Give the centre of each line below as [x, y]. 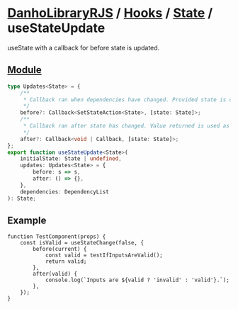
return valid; [66, 262]
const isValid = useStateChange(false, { [82, 243]
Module [24, 70]
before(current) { [60, 249]
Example [27, 220]
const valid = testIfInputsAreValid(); [104, 255]
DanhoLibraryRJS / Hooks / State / [110, 13]
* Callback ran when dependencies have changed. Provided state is [125, 100]
